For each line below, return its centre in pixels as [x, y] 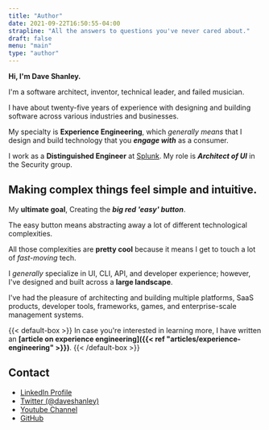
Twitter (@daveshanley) [59, 401]
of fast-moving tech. [42, 257]
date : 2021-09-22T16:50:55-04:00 [64, 23]
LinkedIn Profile [46, 392]
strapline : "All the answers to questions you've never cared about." [129, 31]
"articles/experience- [204, 339]
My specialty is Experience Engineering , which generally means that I [125, 132]
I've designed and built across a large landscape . [91, 282]
